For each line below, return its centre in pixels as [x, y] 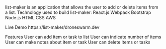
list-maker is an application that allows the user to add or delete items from [82, 7]
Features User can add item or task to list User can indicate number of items [83, 37]
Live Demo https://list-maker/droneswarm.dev [52, 27]
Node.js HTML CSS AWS [31, 18]
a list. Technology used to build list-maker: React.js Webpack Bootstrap [78, 12]
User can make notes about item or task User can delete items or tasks [78, 42]
